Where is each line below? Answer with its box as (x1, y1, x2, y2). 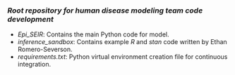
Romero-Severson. (17, 45, 73, 54)
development (7, 14, 54, 24)
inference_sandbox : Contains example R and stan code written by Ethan (17, 38, 227, 46)
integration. (17, 60, 52, 69)
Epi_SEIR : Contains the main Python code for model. (17, 30, 169, 39)
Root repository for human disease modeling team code (7, 6, 203, 15)
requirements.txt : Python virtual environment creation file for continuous (17, 53, 228, 61)
